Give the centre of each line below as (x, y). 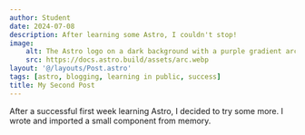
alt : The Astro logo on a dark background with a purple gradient (154, 52)
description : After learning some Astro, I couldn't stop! (123, 34)
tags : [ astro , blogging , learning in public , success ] (115, 77)
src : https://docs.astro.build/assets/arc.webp (117, 60)
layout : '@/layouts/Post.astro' (70, 69)
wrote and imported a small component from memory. (110, 121)
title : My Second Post (52, 85)
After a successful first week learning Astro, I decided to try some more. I (147, 111)
